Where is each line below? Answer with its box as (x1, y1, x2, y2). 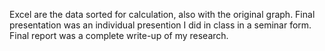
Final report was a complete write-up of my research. (9, 30, 229, 41)
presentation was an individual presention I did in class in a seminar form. (9, 19, 312, 31)
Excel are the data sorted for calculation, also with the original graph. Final (9, 9, 316, 20)
